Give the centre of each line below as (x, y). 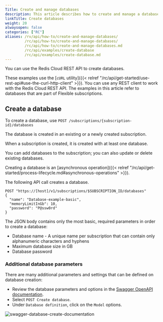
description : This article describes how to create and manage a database (82, 14)
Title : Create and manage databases (42, 9)
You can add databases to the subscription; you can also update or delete (79, 153)
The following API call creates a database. (47, 182)
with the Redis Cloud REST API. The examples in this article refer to (72, 89)
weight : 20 (16, 23)
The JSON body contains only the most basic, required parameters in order (80, 221)
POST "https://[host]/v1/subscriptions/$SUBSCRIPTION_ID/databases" (76, 191)
